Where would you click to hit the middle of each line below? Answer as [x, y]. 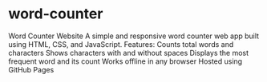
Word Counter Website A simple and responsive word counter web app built [133, 36]
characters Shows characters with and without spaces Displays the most [129, 53]
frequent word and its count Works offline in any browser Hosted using [125, 61]
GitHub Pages [31, 69]
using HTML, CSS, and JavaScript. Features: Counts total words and [121, 44]
